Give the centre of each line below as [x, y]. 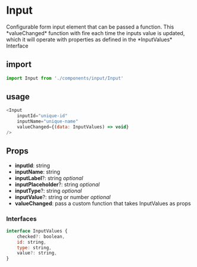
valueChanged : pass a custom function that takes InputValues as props [103, 203]
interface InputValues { [37, 231]
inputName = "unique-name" [48, 122]
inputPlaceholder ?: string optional [57, 184]
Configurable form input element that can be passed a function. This [90, 27]
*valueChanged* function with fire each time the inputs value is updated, [96, 33]
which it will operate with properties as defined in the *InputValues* [89, 39]
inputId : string [32, 165]
